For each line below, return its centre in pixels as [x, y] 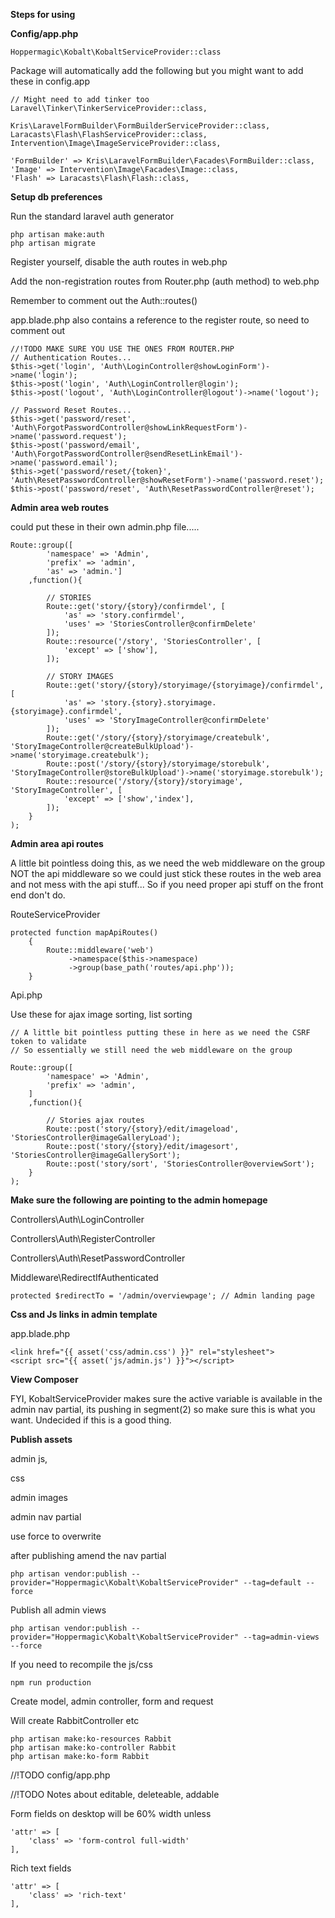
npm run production [51, 1683]
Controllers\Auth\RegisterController [83, 1238]
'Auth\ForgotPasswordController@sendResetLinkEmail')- [127, 454]
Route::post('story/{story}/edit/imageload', [143, 1129]
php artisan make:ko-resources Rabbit [91, 1739]
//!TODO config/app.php [60, 1775]
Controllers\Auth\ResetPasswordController [98, 1258]
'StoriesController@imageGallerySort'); [96, 1155]
